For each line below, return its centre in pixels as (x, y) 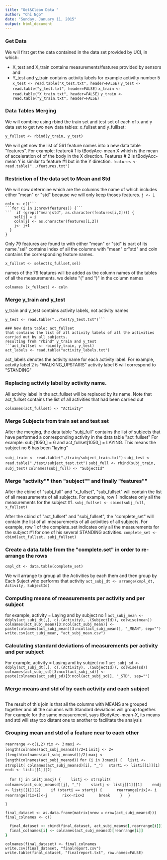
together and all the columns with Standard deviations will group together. (81, 709)
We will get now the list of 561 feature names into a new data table (73, 145)
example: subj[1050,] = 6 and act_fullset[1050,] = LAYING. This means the (81, 443)
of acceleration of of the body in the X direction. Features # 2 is (70, 156)
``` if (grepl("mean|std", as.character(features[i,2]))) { (70, 213)
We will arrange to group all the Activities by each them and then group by (81, 575)
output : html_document (29, 24)
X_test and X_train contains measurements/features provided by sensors (87, 67)
